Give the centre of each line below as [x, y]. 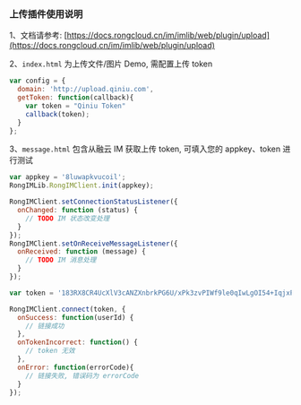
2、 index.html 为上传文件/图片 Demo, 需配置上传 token [111, 64]
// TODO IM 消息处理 [61, 260]
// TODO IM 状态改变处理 [68, 218]
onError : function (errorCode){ [76, 367]
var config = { [38, 81]
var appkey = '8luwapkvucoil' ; [68, 177]
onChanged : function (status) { [78, 211]
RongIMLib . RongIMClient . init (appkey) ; [82, 185]
